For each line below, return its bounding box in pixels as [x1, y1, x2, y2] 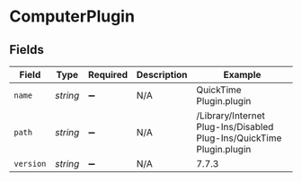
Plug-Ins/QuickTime [196, 132, 282, 144]
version [13, 159, 47, 169]
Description [136, 69, 188, 81]
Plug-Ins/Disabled [196, 121, 274, 133]
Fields [9, 42, 45, 57]
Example [223, 69, 262, 81]
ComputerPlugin [9, 6, 135, 27]
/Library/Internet [196, 109, 265, 122]
